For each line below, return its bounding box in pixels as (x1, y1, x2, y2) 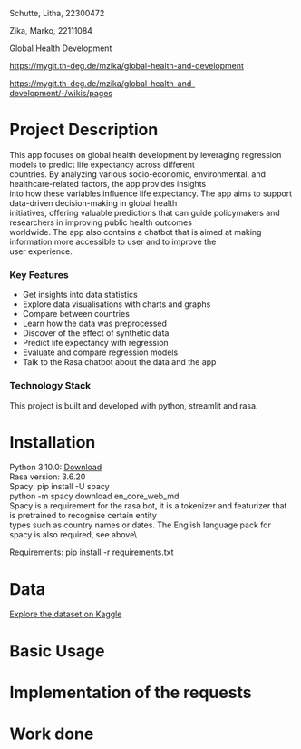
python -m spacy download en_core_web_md (9, 490, 180, 502)
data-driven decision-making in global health (9, 197, 178, 208)
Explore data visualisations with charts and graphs (22, 299, 211, 310)
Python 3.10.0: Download (9, 462, 102, 473)
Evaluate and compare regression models (22, 347, 179, 358)
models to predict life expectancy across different (9, 159, 195, 170)
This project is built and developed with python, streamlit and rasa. (9, 399, 258, 411)
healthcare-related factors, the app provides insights (9, 178, 207, 189)
